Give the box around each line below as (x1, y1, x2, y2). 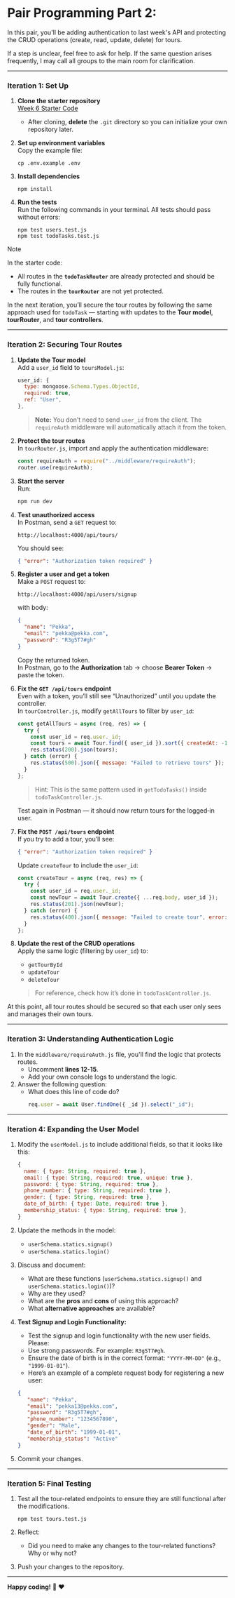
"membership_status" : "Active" (27, 1435, 118, 1442)
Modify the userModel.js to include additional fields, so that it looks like (17, 1140, 223, 1148)
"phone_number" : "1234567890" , (27, 1416, 118, 1423)
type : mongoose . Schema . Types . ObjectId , (24, 383, 141, 390)
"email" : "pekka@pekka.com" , (24, 630, 109, 637)
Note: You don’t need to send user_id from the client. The (34, 415, 202, 424)
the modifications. (17, 1502, 70, 1510)
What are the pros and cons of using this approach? (27, 1296, 179, 1305)
